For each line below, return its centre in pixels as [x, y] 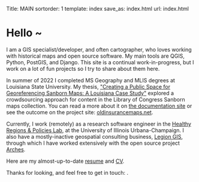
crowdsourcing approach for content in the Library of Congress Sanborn [96, 99]
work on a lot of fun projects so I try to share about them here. [83, 68]
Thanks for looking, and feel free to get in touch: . [67, 172]
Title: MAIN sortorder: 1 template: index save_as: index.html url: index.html [97, 9]
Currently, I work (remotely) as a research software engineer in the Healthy [99, 124]
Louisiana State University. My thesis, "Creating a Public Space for [88, 86]
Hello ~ [24, 33]
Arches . [16, 149]
